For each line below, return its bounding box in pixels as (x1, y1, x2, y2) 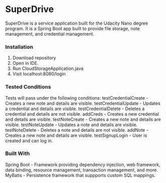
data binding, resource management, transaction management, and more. (5, 167, 158, 173)
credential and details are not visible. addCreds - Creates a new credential (5, 111, 159, 117)
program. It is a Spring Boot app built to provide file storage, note (5, 25, 140, 31)
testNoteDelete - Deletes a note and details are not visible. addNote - (5, 127, 148, 133)
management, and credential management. (5, 31, 95, 37)
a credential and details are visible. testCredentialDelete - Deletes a (5, 106, 145, 112)
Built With (5, 150, 30, 157)
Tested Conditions (5, 83, 51, 90)
